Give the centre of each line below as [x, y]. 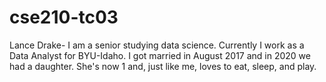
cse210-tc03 [64, 17]
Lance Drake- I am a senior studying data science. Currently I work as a [157, 45]
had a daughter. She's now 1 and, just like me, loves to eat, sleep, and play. [163, 66]
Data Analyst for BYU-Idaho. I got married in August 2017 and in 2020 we [160, 55]
